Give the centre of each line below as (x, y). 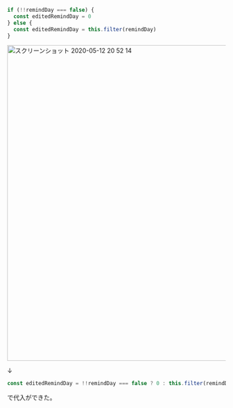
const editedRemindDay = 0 (52, 16)
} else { (20, 23)
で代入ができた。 (32, 398)
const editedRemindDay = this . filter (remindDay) (85, 29)
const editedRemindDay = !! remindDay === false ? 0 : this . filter (105, 384)
